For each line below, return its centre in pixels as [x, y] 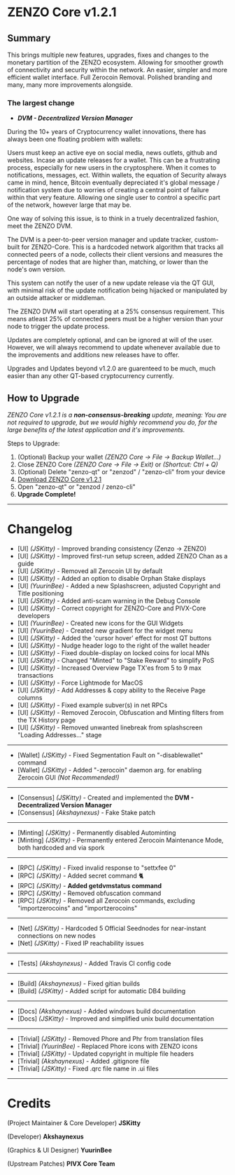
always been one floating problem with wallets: [75, 139]
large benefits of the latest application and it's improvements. [96, 430]
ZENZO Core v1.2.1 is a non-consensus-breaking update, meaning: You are [117, 415]
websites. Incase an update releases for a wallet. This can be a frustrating [114, 160]
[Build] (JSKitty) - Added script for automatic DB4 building [101, 991]
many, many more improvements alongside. [70, 85]
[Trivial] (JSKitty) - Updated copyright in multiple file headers [106, 1054]
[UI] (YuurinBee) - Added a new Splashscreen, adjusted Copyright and [119, 586]
